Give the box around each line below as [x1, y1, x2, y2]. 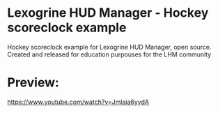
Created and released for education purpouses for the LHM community [7, 50, 212, 59]
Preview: [7, 75, 59, 91]
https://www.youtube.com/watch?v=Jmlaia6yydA [7, 98, 150, 106]
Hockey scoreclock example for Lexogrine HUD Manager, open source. [7, 43, 212, 51]
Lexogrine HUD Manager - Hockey [7, 5, 209, 21]
